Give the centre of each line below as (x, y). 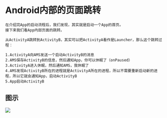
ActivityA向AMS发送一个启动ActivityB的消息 (52, 55)
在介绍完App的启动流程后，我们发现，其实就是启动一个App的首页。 (64, 25)
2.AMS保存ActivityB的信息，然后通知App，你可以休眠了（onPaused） (69, 60)
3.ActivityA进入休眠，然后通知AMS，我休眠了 (47, 65)
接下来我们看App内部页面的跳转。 (35, 30)
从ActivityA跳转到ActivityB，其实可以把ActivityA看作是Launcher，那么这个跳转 (82, 40)
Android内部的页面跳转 (53, 10)
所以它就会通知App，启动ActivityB (45, 76)
